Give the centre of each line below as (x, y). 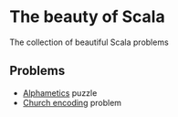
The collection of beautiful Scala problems (89, 42)
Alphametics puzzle (60, 92)
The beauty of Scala (88, 17)
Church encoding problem (72, 102)
